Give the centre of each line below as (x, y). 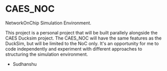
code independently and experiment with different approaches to (74, 49)
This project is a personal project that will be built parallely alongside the (81, 32)
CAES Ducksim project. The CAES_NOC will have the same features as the (83, 38)
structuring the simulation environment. (47, 54)
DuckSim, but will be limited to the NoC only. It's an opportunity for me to (82, 43)
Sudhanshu (25, 64)
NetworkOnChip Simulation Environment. (49, 23)
